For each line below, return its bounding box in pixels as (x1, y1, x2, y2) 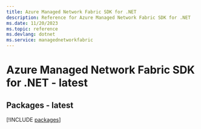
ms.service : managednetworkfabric (6, 37, 94, 43)
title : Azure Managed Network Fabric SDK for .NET (6, 8, 137, 15)
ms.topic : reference (6, 25, 59, 32)
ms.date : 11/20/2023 (6, 20, 59, 26)
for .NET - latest (6, 76, 88, 90)
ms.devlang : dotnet (6, 31, 56, 38)
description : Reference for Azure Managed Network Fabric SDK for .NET (6, 15, 191, 21)
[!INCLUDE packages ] (6, 116, 61, 123)
